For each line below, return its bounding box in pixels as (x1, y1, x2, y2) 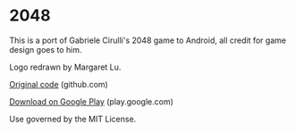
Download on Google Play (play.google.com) (9, 96, 174, 107)
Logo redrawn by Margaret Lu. (9, 62, 122, 72)
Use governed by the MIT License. (9, 113, 137, 124)
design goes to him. (9, 44, 82, 54)
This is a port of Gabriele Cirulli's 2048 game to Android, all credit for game (9, 35, 287, 46)
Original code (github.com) (9, 79, 109, 89)
